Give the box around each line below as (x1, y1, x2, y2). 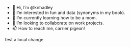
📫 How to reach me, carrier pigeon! (12, 26, 85, 31)
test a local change (5, 37, 44, 42)
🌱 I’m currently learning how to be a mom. (12, 15, 97, 20)
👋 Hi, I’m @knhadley (12, 5, 53, 10)
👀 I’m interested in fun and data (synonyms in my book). (12, 10, 126, 16)
